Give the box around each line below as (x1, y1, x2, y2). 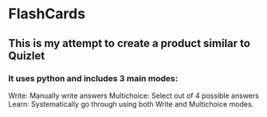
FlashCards (8, 5, 86, 23)
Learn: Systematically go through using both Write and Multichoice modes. (8, 99, 254, 108)
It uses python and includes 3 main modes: (8, 72, 179, 84)
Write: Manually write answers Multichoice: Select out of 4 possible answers (8, 91, 259, 100)
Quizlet (8, 49, 45, 62)
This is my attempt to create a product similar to (8, 37, 251, 50)
